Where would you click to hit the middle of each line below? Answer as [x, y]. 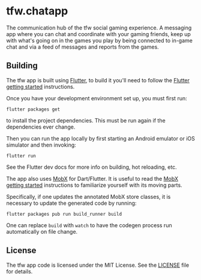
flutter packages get [33, 109]
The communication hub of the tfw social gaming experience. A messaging [99, 28]
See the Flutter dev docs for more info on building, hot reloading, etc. [91, 167]
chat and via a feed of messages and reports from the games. [82, 47]
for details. [19, 271]
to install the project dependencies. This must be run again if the [86, 120]
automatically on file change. [42, 231]
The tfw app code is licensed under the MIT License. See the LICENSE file [98, 265]
